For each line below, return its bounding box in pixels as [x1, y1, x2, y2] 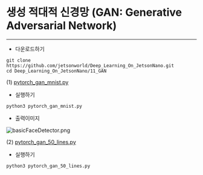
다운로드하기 [14, 45, 45, 52]
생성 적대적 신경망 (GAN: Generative [6, 5, 182, 19]
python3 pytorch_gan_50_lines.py [6, 163, 91, 169]
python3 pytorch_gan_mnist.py [6, 103, 83, 109]
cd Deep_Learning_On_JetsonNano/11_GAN [6, 68, 107, 74]
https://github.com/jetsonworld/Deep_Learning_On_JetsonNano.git [6, 62, 174, 68]
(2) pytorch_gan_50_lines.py [6, 138, 77, 145]
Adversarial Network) [6, 19, 117, 33]
